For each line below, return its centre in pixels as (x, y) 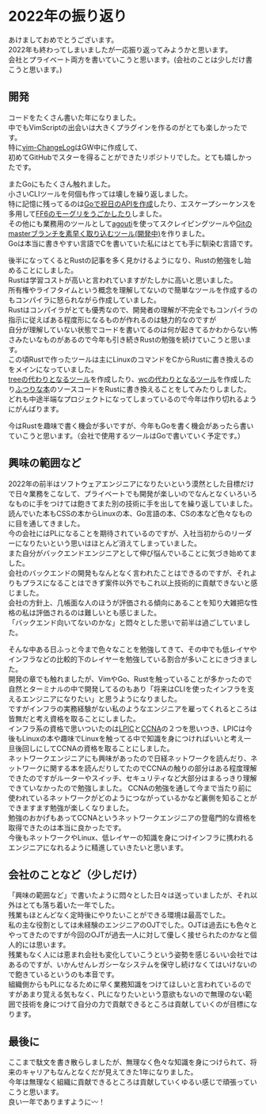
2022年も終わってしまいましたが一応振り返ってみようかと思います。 (120, 49)
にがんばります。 (36, 408)
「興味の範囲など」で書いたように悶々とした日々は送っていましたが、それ (129, 895)
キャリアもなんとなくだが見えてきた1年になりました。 (110, 1072)
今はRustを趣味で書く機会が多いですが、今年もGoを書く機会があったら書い (131, 426)
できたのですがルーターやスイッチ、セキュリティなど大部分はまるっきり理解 (133, 778)
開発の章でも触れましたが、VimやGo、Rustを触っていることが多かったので (130, 679)
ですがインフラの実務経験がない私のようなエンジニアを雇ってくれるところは (133, 708)
